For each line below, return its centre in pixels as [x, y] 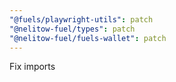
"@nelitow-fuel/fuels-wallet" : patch [88, 38]
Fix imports [32, 67]
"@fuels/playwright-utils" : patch [81, 19]
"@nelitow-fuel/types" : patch [72, 29]
